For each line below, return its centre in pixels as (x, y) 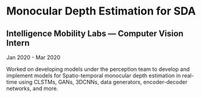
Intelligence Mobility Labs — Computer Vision (95, 34)
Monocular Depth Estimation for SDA (101, 11)
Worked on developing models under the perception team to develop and (98, 69)
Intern (18, 43)
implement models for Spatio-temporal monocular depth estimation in (94, 76)
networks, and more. (32, 88)
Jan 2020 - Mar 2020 (33, 57)
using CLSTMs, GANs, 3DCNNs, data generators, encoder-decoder (103, 82)
